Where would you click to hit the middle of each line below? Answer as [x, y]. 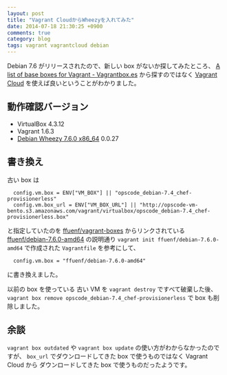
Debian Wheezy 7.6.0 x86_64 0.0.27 [68, 138]
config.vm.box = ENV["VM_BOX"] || [63, 193]
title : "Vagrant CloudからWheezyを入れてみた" [71, 20]
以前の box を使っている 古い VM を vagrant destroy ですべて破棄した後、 [112, 289]
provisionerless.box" [38, 217]
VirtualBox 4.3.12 [41, 124]
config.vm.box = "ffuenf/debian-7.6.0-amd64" [80, 261]
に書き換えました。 [34, 274]
